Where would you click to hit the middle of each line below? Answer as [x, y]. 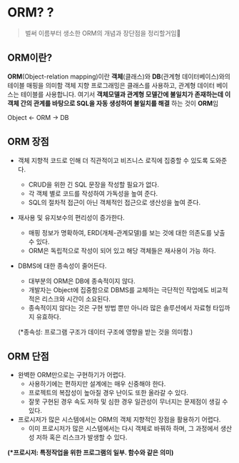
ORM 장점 [29, 142]
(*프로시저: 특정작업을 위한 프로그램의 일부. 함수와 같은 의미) [91, 453]
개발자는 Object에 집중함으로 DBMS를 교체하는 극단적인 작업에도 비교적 [128, 289]
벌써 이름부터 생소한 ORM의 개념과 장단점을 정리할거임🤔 [103, 33]
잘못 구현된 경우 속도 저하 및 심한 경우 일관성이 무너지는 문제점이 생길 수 [128, 402]
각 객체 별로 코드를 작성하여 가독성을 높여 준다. [93, 193]
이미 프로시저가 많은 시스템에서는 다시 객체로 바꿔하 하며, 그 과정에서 [123, 429]
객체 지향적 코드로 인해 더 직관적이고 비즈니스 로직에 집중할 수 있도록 [113, 160]
